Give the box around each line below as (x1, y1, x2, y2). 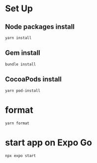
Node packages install (5, 23, 75, 31)
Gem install (5, 49, 41, 57)
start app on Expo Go (5, 137, 92, 148)
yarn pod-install (5, 88, 41, 93)
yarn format (5, 121, 29, 126)
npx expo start (5, 153, 36, 158)
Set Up (5, 3, 33, 14)
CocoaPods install (5, 75, 62, 83)
